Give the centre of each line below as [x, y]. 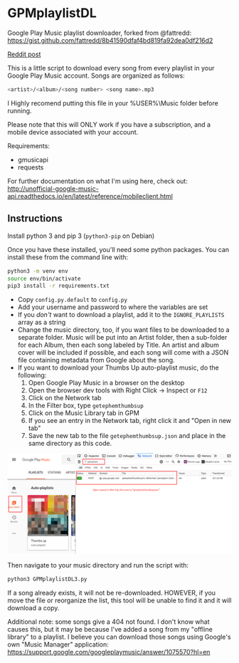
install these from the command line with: [68, 257]
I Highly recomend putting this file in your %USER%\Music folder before [113, 103]
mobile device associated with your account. [73, 132]
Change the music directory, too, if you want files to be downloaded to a [123, 330]
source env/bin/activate [44, 278]
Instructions [35, 219]
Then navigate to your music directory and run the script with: [98, 565]
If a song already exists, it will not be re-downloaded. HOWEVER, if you [111, 593]
